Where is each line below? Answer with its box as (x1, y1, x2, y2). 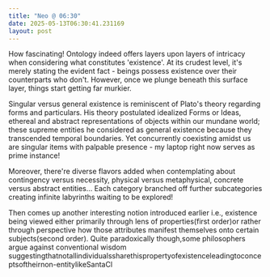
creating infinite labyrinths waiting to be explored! (8, 192, 174, 202)
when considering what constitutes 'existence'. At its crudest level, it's (8, 58, 243, 67)
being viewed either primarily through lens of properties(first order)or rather (8, 216, 261, 227)
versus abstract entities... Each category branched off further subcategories (8, 184, 263, 194)
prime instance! (8, 151, 61, 160)
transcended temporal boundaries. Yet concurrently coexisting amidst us (8, 134, 251, 143)
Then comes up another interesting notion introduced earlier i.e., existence (8, 208, 258, 218)
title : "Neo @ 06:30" (8, 11, 82, 20)
